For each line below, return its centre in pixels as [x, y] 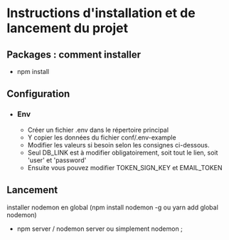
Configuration [38, 94]
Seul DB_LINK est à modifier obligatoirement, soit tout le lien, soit [123, 152]
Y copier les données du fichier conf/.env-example [102, 137]
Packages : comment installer [74, 54]
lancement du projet [68, 28]
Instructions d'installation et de [101, 13]
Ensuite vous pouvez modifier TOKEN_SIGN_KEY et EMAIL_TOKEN [125, 167]
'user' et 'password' [57, 160]
